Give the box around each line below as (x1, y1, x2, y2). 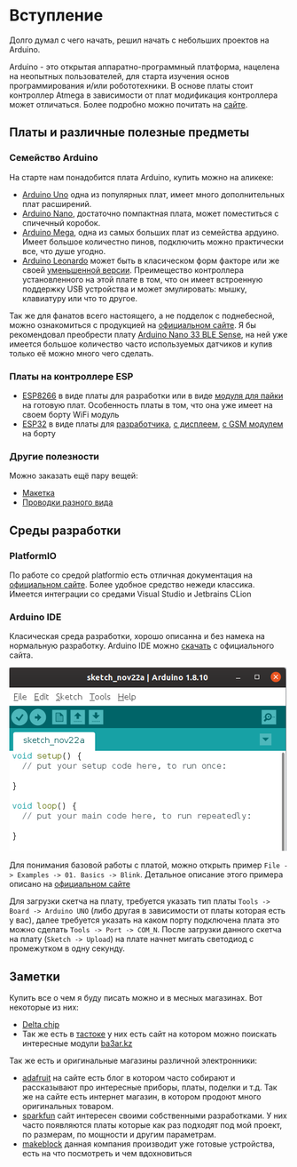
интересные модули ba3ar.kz (21, 1038, 133, 1049)
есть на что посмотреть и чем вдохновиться (21, 1148, 192, 1159)
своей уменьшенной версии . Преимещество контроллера (21, 264, 244, 276)
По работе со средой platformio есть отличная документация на (9, 570, 253, 580)
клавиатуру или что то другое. (21, 292, 138, 303)
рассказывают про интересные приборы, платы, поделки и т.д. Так (21, 1082, 277, 1093)
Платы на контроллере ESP (9, 370, 134, 382)
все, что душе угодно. (21, 245, 106, 256)
